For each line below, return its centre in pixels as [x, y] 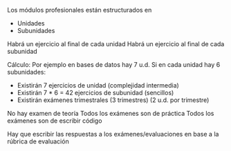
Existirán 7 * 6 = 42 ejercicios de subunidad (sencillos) [95, 93]
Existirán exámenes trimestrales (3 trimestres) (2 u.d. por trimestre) [113, 100]
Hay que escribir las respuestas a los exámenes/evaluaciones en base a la [113, 134]
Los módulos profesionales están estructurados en [80, 10]
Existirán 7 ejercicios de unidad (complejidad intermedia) [98, 85]
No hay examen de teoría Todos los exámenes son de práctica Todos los [111, 113]
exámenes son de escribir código [55, 121]
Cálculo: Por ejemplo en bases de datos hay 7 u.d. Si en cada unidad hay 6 [114, 64]
